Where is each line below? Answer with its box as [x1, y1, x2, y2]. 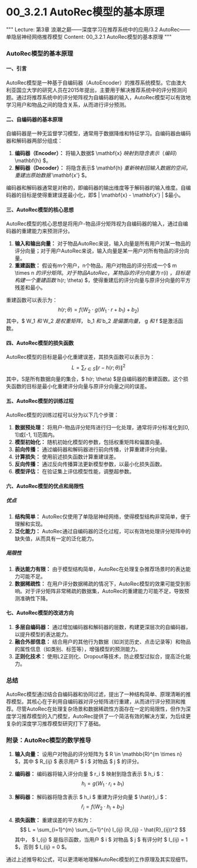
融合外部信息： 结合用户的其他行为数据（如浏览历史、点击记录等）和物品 [14, 638, 191, 645]
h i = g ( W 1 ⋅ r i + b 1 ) [81, 780, 125, 789]
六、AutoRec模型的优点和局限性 [6, 482, 84, 489]
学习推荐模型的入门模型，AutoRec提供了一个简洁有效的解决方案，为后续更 [11, 713, 191, 720]
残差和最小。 [14, 284, 46, 291]
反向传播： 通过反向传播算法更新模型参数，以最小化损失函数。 [14, 460, 165, 467]
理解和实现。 [14, 520, 46, 527]
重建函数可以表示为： [6, 297, 57, 304]
